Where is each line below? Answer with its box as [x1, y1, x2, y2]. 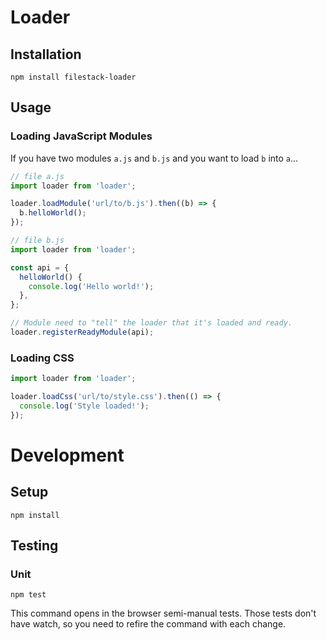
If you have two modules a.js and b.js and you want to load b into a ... [10, 152, 299, 164]
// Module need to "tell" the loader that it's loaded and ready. [10, 318, 293, 328]
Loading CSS [10, 351, 75, 365]
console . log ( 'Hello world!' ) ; [28, 281, 155, 291]
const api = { [10, 262, 70, 273]
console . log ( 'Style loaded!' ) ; [19, 401, 150, 411]
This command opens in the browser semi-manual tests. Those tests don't [10, 607, 317, 620]
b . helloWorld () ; [19, 208, 87, 218]
